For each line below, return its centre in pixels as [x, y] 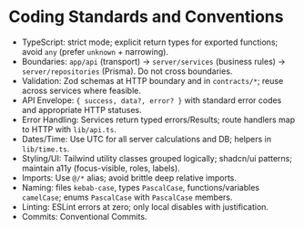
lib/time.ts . [46, 149]
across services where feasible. [81, 90]
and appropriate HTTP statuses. [81, 109]
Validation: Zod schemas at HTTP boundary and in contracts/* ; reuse [152, 80]
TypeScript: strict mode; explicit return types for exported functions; [150, 42]
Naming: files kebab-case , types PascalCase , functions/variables [141, 187]
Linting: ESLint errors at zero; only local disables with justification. [145, 206]
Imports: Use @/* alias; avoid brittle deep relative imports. [129, 177]
